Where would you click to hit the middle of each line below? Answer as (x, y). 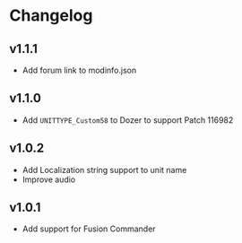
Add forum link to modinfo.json (79, 70)
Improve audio (49, 179)
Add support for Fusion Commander (89, 229)
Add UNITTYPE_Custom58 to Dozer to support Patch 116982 (128, 120)
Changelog (51, 16)
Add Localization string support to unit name (104, 169)
